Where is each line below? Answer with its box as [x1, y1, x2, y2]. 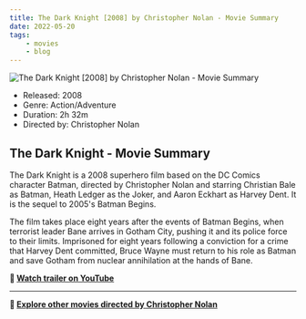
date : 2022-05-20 [9, 22, 76, 31]
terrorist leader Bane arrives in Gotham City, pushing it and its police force [9, 225, 289, 237]
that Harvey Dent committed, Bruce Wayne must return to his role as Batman [9, 245, 297, 256]
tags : [9, 30, 30, 39]
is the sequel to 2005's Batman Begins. [9, 198, 157, 210]
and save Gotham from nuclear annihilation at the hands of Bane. [9, 254, 253, 265]
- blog [25, 47, 51, 57]
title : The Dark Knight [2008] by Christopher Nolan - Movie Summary [9, 13, 280, 23]
